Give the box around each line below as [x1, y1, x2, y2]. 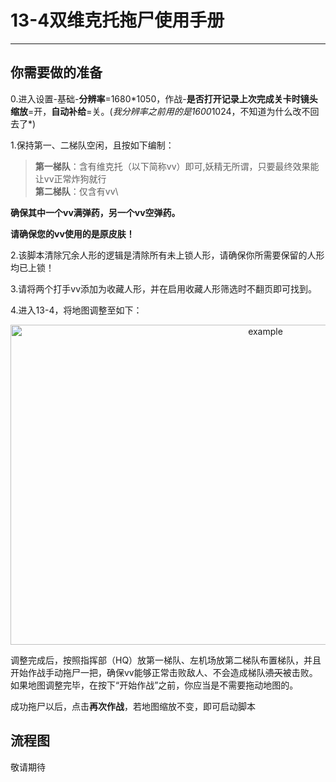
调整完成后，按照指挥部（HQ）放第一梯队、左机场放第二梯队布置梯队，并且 [10, 654, 322, 666]
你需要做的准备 [10, 64, 103, 81]
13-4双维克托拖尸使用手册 [10, 9, 225, 32]
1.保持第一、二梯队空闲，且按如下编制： [10, 139, 175, 151]
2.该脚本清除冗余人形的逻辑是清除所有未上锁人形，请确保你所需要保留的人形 [10, 249, 325, 261]
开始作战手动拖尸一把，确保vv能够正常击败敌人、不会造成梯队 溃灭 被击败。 [10, 666, 318, 678]
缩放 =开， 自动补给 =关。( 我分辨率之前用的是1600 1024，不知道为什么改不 [10, 105, 311, 117]
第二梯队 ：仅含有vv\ [34, 185, 119, 197]
